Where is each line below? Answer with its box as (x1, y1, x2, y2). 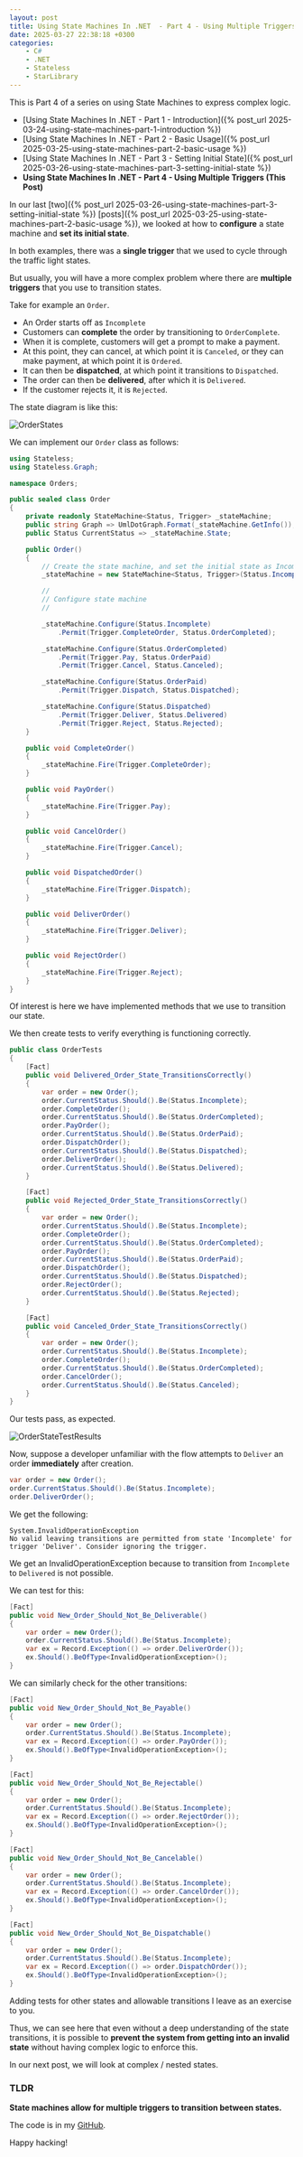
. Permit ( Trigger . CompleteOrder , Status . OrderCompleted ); (57, 628, 277, 637)
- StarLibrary (25, 72, 78, 81)
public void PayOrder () (25, 785, 115, 794)
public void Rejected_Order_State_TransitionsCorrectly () (25, 1196, 248, 1206)
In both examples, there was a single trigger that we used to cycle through (9, 245, 288, 256)
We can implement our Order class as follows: (9, 436, 179, 447)
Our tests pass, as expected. (9, 1414, 115, 1424)
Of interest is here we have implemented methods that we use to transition (9, 1001, 287, 1012)
